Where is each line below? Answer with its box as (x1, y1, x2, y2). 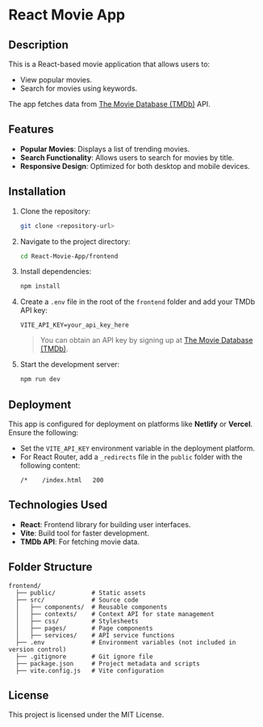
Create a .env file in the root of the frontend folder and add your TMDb (19, 297, 256, 306)
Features (8, 123, 54, 137)
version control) (8, 645, 67, 653)
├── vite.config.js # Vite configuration (15, 666, 164, 674)
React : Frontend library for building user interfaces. (19, 519, 191, 529)
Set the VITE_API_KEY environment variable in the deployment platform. (19, 443, 256, 453)
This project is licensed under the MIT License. (8, 710, 165, 720)
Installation (8, 184, 66, 199)
